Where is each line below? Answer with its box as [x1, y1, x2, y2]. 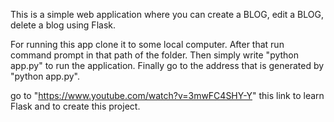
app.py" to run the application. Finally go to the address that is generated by [10, 60, 325, 71]
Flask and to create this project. [10, 100, 141, 112]
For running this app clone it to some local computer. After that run [10, 39, 285, 50]
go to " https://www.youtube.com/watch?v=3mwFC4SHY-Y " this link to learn [10, 90, 325, 101]
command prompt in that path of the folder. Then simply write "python [10, 49, 300, 61]
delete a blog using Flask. [10, 19, 116, 31]
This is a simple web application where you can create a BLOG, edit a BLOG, [10, 9, 324, 20]
